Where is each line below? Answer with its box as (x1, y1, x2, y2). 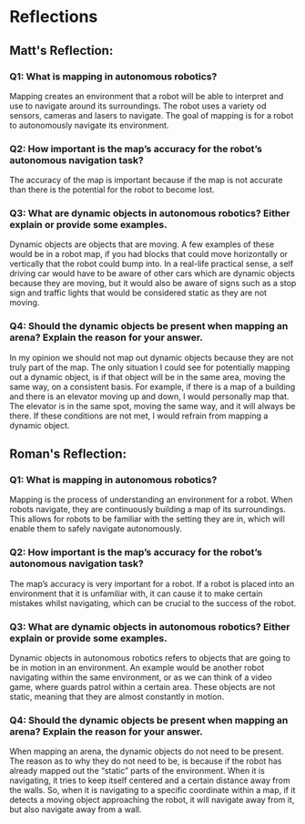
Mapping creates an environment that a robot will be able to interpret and (9, 90, 284, 101)
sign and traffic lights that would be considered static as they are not (9, 287, 267, 298)
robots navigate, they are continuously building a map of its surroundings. (9, 504, 287, 515)
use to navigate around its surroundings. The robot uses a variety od (9, 100, 267, 111)
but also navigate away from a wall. (9, 804, 143, 815)
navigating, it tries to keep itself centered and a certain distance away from (9, 775, 290, 786)
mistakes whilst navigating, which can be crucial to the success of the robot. (9, 597, 297, 608)
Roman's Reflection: (9, 447, 127, 462)
